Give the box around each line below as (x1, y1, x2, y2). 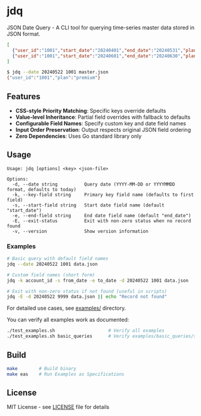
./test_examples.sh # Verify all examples (7, 328, 165, 334)
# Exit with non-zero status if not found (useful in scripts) (7, 288, 168, 294)
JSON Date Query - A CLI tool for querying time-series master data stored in (7, 24, 194, 31)
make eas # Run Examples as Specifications (7, 371, 125, 377)
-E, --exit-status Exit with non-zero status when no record (12, 218, 191, 224)
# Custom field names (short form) (7, 272, 95, 278)
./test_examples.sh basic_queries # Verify (7, 333, 130, 340)
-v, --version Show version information (12, 228, 149, 234)
